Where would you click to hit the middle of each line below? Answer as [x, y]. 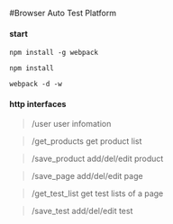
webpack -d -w [36, 85]
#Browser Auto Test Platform [63, 13]
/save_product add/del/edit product [97, 159]
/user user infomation [71, 124]
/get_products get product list [86, 141]
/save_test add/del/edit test [82, 211]
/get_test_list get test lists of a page [97, 193]
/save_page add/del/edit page [87, 176]
